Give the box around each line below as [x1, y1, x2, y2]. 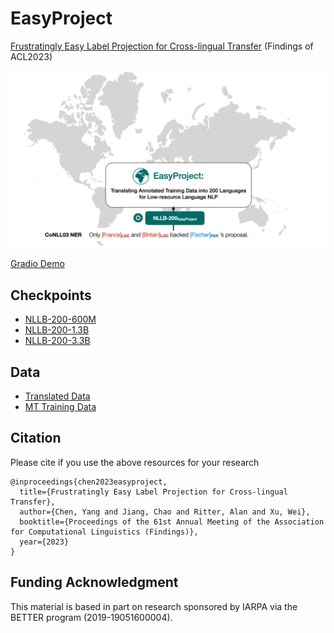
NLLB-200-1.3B [24, 324, 90, 336]
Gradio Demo [10, 258, 65, 270]
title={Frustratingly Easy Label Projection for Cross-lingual [19, 487, 288, 497]
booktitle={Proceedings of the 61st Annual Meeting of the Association [19, 517, 325, 527]
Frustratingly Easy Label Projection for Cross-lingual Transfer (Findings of [10, 40, 314, 52]
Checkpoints [10, 287, 92, 304]
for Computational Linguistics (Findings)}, [10, 527, 199, 537]
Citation [10, 430, 62, 447]
